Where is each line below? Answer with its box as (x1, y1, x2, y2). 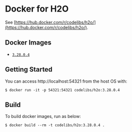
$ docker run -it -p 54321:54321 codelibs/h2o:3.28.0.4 (5, 88, 120, 92)
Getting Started (5, 65, 53, 73)
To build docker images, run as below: (5, 114, 81, 119)
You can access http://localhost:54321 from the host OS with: (5, 78, 127, 84)
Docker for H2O (5, 3, 69, 15)
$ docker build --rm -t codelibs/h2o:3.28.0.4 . (5, 123, 105, 128)
